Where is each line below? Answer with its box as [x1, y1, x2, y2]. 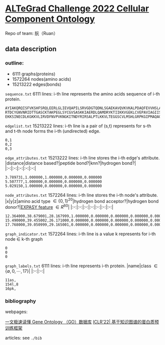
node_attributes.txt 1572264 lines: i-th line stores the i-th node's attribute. [5, 192, 158, 198]
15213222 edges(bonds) [12, 81, 61, 87]
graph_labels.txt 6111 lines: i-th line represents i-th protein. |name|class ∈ [5, 263, 158, 269]
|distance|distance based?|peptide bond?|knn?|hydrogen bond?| [5, 160, 137, 166]
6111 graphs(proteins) [12, 71, 55, 77]
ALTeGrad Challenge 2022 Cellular [5, 3, 149, 14]
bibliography [5, 297, 36, 304]
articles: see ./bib [5, 335, 42, 341]
